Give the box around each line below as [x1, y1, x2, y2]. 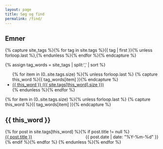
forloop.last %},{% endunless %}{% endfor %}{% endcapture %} [5, 52, 137, 59]
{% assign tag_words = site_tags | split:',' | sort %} [5, 62, 106, 68]
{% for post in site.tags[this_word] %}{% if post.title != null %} [5, 129, 130, 134]
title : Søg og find [5, 12, 45, 17]
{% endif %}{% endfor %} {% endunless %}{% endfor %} [5, 139, 122, 145]
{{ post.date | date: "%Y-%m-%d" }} [85, 134, 159, 140]
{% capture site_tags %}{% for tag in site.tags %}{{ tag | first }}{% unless [5, 47, 153, 53]
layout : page [5, 7, 32, 12]
